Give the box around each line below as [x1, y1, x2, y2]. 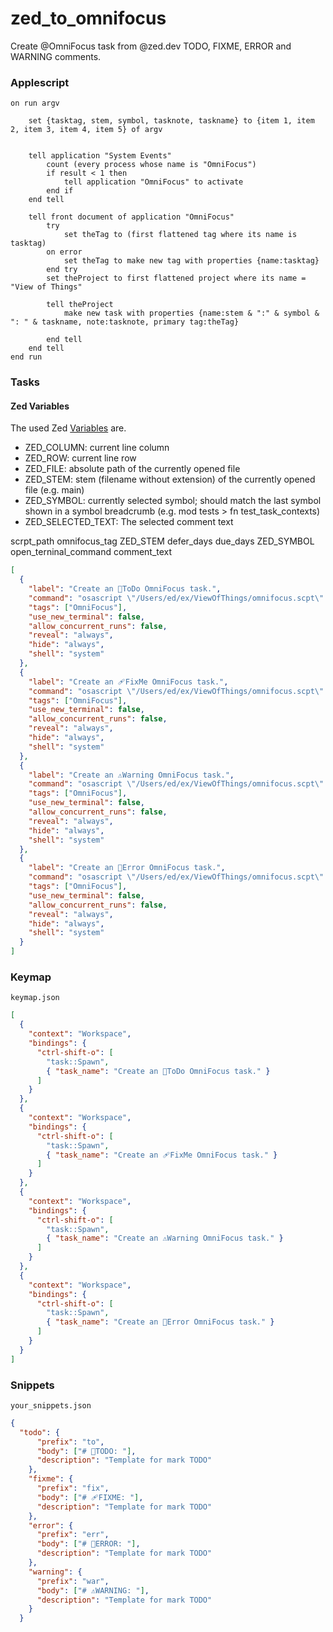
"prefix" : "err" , [36, 1530, 110, 1540]
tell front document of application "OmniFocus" [28, 212, 235, 222]
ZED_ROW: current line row [24, 452, 137, 464]
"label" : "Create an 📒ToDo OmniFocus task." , [28, 584, 222, 594]
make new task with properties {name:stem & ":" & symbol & [63, 308, 320, 319]
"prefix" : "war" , [36, 1576, 110, 1586]
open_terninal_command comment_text [10, 546, 173, 558]
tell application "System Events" [28, 151, 172, 161]
